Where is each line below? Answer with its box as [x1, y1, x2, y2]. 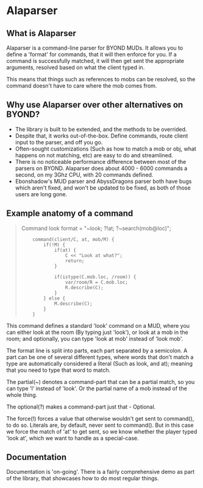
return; [65, 257, 85, 264]
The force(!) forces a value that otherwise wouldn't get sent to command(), [6, 415, 194, 422]
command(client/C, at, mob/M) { [32, 236, 115, 242]
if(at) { [54, 247, 76, 253]
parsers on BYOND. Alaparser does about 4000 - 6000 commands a [15, 165, 188, 172]
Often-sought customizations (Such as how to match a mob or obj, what [15, 145, 196, 152]
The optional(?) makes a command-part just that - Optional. [6, 403, 156, 410]
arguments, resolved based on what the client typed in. [6, 64, 145, 71]
